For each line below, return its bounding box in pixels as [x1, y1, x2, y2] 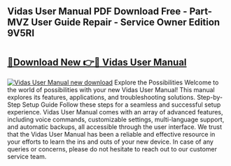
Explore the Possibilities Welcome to [114, 78, 219, 86]
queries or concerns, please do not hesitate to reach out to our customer [7, 145, 218, 153]
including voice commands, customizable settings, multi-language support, [7, 115, 225, 123]
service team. [7, 153, 47, 160]
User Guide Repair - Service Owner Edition [31, 17, 220, 29]
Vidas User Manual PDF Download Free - [7, 6, 188, 17]
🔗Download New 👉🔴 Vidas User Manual [7, 56, 187, 68]
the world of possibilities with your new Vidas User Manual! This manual [7, 86, 215, 93]
